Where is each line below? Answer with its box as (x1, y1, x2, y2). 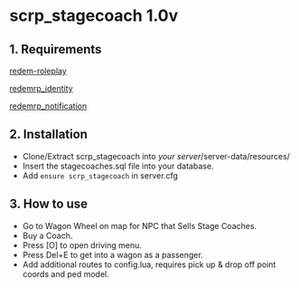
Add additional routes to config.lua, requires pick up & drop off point (22, 259, 276, 270)
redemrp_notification (9, 101, 88, 111)
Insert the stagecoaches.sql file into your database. (22, 160, 214, 171)
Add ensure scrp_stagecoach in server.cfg (22, 169, 179, 181)
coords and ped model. (22, 268, 110, 279)
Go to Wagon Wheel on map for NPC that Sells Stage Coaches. (22, 220, 257, 231)
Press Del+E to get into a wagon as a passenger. (22, 249, 203, 260)
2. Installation (9, 127, 89, 142)
